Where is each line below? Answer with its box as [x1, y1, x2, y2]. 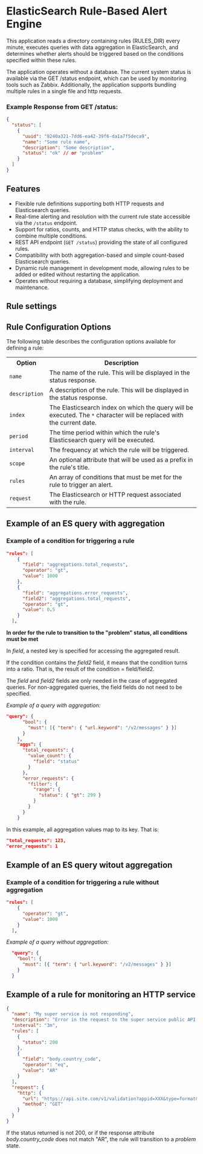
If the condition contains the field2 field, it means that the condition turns [6, 659, 188, 666]
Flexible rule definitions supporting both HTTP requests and [14, 200, 164, 207]
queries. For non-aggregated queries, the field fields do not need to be [6, 683, 182, 691]
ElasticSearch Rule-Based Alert [6, 4, 167, 18]
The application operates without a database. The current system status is [6, 68, 192, 75]
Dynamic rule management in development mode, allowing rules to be [14, 264, 189, 271]
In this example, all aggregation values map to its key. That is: [6, 826, 159, 833]
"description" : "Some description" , [22, 144, 115, 151]
